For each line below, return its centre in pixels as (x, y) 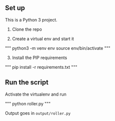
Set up (15, 8)
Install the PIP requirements (40, 58)
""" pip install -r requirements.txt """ (41, 67)
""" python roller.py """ (28, 103)
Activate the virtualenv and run (36, 94)
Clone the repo (27, 29)
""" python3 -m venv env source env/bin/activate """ (58, 48)
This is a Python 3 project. (31, 20)
